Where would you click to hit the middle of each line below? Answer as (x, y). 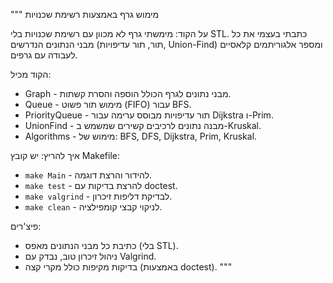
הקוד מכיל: (31, 74)
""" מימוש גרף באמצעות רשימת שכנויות (85, 14)
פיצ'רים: (26, 226)
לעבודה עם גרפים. (44, 55)
